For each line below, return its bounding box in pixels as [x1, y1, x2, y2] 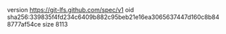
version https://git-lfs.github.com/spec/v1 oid [7, 6, 135, 14]
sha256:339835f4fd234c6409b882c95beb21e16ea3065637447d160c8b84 [7, 13, 220, 21]
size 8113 [42, 20, 68, 28]
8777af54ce [7, 20, 41, 28]
